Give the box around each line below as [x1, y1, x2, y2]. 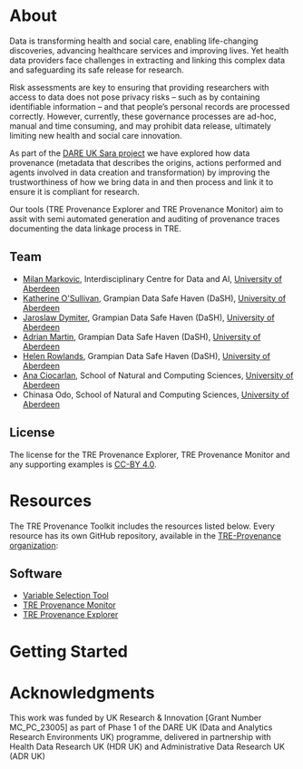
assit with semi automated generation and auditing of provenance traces [9, 213, 280, 224]
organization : [9, 540, 59, 550]
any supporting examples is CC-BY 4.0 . [9, 459, 157, 470]
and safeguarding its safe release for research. [9, 64, 184, 75]
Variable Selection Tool [22, 590, 109, 601]
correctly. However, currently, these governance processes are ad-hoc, [9, 111, 277, 122]
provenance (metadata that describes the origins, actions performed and [9, 157, 282, 168]
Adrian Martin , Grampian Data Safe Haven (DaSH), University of [22, 331, 261, 342]
